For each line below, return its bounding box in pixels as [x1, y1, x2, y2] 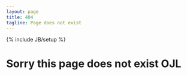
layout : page [6, 8, 39, 15]
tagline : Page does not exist [6, 20, 82, 26]
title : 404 [6, 14, 34, 20]
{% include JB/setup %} [6, 36, 66, 43]
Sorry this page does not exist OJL [6, 57, 182, 70]
